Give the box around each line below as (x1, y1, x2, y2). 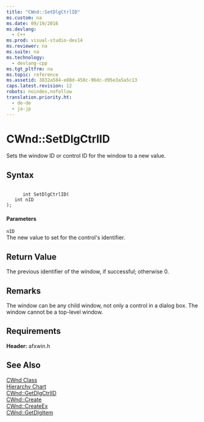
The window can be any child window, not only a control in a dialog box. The (6, 302, 199, 309)
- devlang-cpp (12, 60, 47, 66)
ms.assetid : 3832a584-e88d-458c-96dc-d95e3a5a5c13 (6, 77, 138, 83)
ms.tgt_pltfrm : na (6, 65, 53, 72)
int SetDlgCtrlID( (22, 191, 69, 198)
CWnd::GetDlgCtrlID (6, 389, 57, 396)
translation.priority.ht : (6, 94, 72, 100)
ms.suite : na (6, 49, 40, 55)
